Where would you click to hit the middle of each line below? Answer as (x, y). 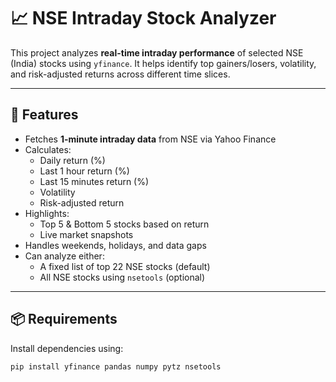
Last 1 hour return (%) (84, 171)
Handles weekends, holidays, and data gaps (115, 245)
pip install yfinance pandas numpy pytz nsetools (116, 366)
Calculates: (48, 149)
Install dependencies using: (67, 348)
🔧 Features (44, 115)
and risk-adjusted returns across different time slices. (120, 74)
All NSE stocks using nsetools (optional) (122, 277)
